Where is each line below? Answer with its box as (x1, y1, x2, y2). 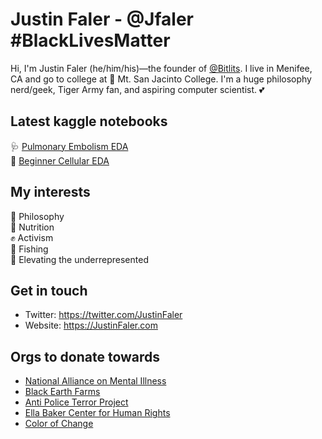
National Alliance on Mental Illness (24, 375, 167, 387)
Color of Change (24, 418, 94, 430)
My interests (10, 184, 91, 201)
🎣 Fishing (10, 243, 49, 255)
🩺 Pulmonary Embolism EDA (10, 140, 129, 152)
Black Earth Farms (24, 386, 101, 398)
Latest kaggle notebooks (10, 113, 168, 130)
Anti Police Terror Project (24, 396, 129, 408)
